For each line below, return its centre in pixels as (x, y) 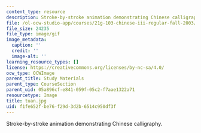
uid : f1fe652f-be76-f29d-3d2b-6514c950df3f (61, 106)
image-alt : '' (29, 56)
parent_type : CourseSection (41, 84)
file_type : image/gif (33, 34)
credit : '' (25, 51)
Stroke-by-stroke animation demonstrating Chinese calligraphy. (84, 123)
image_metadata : (26, 40)
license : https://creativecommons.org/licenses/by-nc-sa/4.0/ (85, 67)
